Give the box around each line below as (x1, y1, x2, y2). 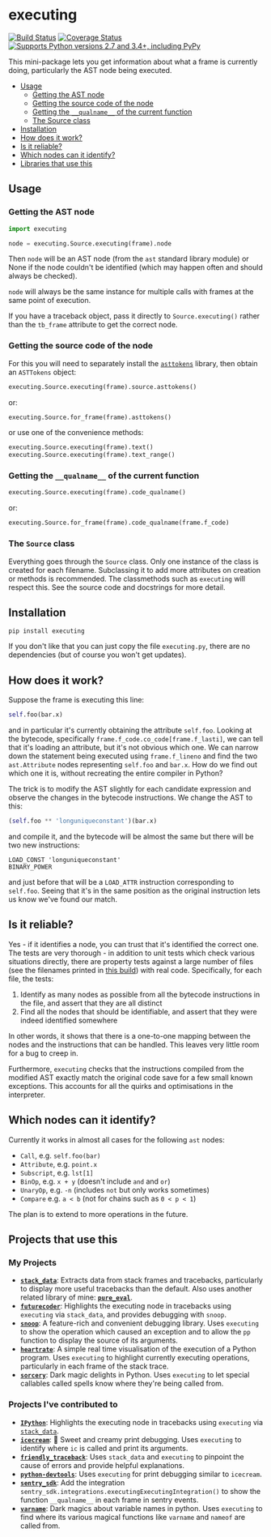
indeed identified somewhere (19, 1015, 118, 1025)
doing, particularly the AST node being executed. (8, 65, 172, 75)
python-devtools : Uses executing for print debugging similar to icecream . (19, 1469, 263, 1479)
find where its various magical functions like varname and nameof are (19, 1512, 245, 1522)
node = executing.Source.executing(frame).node (8, 239, 172, 248)
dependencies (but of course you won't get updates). (8, 650, 187, 660)
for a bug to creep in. (8, 1048, 78, 1058)
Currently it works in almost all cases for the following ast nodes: (8, 1134, 225, 1144)
